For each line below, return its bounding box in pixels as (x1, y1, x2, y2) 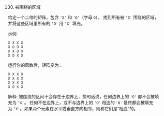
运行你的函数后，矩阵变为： (8, 62, 63, 68)
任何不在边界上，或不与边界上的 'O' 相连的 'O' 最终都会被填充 (29, 100, 154, 105)
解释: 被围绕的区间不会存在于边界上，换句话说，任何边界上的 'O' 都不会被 (8, 94, 155, 99)
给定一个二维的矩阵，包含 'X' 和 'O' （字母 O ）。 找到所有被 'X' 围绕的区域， (8, 14, 159, 20)
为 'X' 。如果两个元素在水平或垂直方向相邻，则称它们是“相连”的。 (8, 106, 138, 111)
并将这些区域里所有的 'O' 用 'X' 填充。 (8, 21, 85, 26)
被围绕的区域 (15, 4, 41, 10)
